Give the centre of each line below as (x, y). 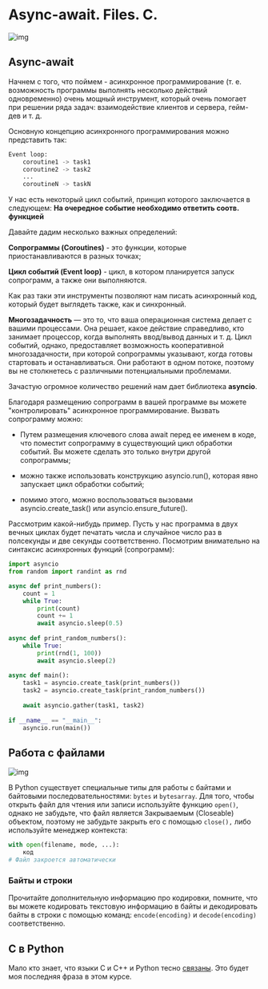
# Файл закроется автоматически (62, 860)
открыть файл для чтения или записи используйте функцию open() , (123, 805)
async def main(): (39, 675)
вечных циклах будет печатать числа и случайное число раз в (115, 533)
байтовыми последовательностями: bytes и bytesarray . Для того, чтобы (131, 796)
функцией (26, 217)
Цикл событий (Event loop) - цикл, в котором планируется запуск (121, 272)
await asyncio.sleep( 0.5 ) (80, 623)
